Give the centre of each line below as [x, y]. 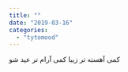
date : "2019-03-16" [41, 23]
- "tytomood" [38, 37]
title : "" [25, 15]
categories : [28, 30]
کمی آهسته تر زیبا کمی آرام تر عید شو [65, 59]
